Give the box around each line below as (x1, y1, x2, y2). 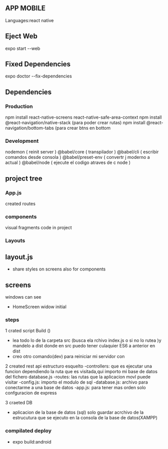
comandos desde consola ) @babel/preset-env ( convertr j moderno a (5, 154, 150, 160)
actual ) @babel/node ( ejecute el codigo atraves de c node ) (5, 159, 131, 165)
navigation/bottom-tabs (5, 125, 54, 131)
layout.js (5, 252, 33, 261)
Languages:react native (5, 17, 54, 23)
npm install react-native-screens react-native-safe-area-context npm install (5, 114, 162, 120)
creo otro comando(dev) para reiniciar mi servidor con (12, 353, 125, 360)
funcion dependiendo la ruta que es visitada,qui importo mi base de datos (5, 369, 158, 375)
